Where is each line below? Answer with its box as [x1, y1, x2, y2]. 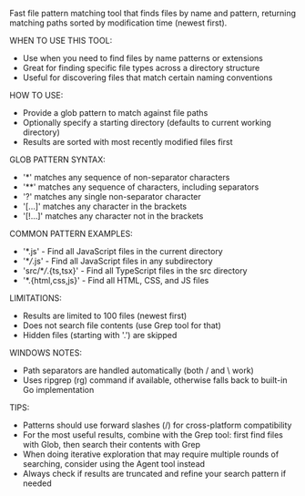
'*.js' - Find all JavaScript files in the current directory [22, 246, 223, 256]
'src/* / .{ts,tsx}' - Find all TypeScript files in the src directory [22, 265, 248, 276]
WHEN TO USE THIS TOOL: [9, 36, 113, 46]
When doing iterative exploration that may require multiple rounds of [22, 449, 280, 460]
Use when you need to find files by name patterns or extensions [22, 53, 264, 63]
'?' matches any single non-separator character [22, 191, 202, 201]
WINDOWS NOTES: [9, 347, 82, 358]
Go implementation [22, 385, 95, 395]
